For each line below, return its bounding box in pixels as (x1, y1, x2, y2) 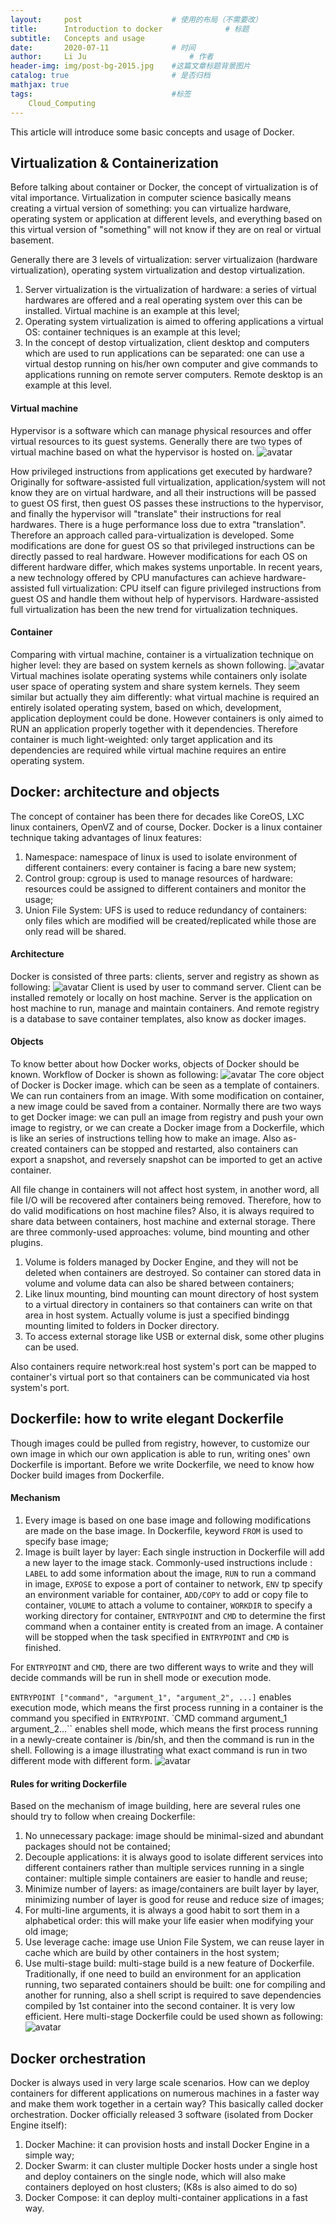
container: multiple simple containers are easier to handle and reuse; (24, 1872, 308, 1885)
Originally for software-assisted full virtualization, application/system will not (10, 476, 326, 488)
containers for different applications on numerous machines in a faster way (10, 2087, 320, 2099)
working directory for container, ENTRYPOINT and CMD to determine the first (24, 1609, 326, 1621)
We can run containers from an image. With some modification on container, (10, 1089, 325, 1101)
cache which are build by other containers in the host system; (24, 1947, 280, 1959)
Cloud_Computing (28, 98, 97, 108)
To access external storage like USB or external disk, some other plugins (24, 1330, 325, 1342)
